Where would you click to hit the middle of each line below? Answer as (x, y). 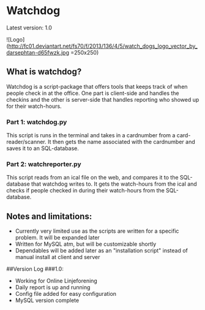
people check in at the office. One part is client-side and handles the (93, 93)
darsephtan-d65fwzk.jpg (38, 52)
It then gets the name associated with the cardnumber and (121, 142)
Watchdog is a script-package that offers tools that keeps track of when (97, 86)
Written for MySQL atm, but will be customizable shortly (86, 244)
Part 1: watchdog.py (37, 122)
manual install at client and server (58, 257)
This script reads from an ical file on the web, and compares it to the (92, 178)
